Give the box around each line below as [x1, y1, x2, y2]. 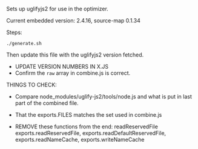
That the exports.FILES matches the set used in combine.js [15, 111, 162, 118]
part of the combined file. [15, 100, 79, 106]
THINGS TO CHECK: [6, 81, 58, 88]
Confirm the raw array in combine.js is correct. [15, 69, 131, 77]
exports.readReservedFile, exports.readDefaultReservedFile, [15, 130, 167, 136]
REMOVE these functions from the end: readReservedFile [15, 123, 159, 130]
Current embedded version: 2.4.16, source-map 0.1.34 [6, 17, 140, 24]
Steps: [6, 29, 22, 36]
